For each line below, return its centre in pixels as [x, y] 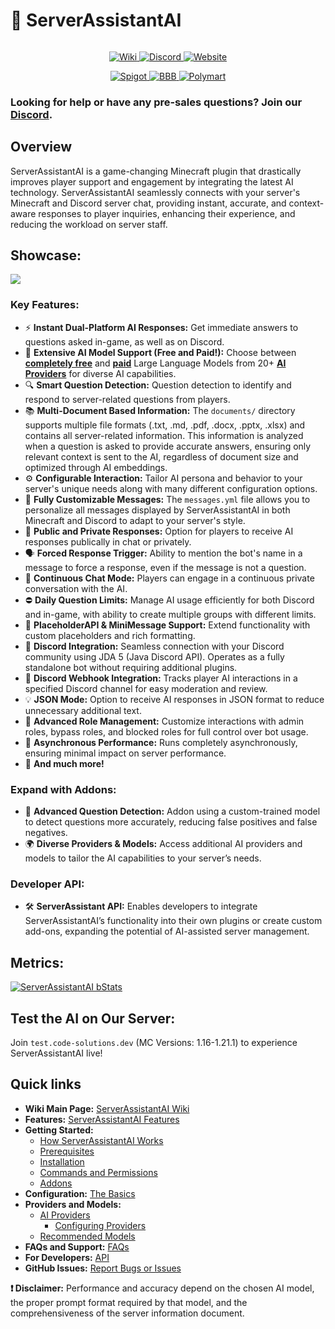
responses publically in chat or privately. [108, 541]
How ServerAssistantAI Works [101, 1140]
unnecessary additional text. [83, 710]
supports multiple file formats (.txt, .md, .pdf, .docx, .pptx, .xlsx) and [165, 425]
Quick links [46, 1084]
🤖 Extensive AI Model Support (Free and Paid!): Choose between [160, 352]
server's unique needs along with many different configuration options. [171, 488]
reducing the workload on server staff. [89, 224]
